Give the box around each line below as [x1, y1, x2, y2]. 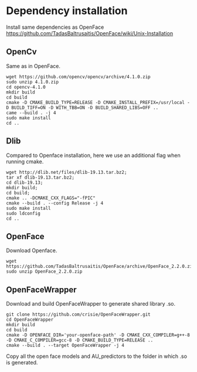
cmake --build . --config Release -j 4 [6, 200, 104, 206]
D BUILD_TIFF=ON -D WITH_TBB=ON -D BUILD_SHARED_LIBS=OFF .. [6, 105, 159, 110]
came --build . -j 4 [6, 110, 57, 116]
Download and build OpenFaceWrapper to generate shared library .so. [6, 300, 176, 307]
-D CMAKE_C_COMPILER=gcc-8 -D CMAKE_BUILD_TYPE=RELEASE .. [6, 337, 154, 343]
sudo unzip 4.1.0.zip [6, 79, 59, 85]
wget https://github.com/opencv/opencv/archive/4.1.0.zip [6, 73, 151, 80]
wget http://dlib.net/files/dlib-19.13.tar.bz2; [6, 169, 127, 175]
